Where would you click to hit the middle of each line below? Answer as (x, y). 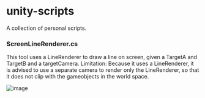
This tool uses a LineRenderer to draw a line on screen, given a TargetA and (102, 57)
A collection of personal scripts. (47, 28)
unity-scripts (40, 11)
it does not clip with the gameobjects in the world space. (78, 77)
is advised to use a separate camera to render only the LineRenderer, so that (103, 70)
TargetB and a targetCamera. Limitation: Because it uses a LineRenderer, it (100, 64)
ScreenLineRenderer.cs (42, 44)
